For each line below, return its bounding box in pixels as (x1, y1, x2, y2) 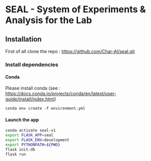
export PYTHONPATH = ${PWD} (5, 142, 60, 147)
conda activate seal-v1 (5, 128, 56, 133)
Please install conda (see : (5, 85, 61, 91)
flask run (5, 152, 27, 157)
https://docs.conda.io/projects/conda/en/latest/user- (5, 90, 116, 97)
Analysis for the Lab (5, 14, 92, 26)
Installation (5, 35, 42, 43)
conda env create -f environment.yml (5, 106, 86, 111)
